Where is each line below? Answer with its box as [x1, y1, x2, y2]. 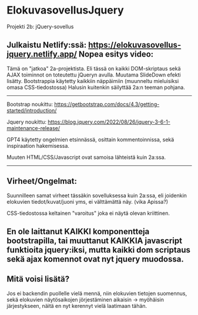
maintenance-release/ [6, 124, 61, 131]
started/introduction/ [6, 107, 57, 114]
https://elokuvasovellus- [88, 40, 182, 50]
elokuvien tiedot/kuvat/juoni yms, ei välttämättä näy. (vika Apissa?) [6, 198, 169, 205]
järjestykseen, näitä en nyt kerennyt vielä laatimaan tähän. [6, 302, 147, 309]
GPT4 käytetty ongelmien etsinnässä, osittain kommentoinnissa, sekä [6, 136, 174, 143]
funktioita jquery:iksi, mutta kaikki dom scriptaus [6, 245, 190, 255]
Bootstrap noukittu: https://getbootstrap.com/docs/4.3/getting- [6, 101, 160, 108]
